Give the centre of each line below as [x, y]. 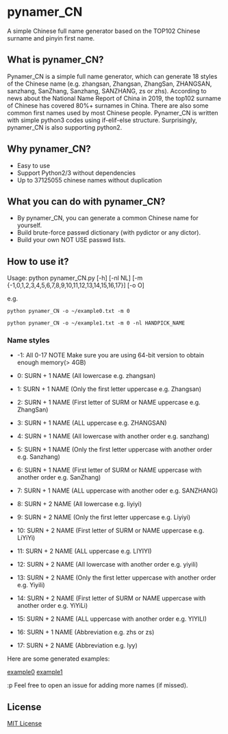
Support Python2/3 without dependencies [76, 173]
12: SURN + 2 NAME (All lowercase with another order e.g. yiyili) [107, 565]
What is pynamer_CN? [55, 60]
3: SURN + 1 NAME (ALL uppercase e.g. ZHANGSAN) [92, 423]
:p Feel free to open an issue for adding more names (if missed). [98, 685]
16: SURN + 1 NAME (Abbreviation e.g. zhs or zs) [86, 632]
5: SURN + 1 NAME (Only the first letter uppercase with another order [114, 449]
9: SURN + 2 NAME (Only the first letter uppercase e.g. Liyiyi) [104, 517]
